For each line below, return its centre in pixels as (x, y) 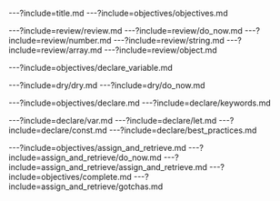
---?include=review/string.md (169, 40)
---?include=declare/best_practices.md (183, 130)
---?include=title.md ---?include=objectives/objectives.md (118, 13)
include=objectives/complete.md (70, 177)
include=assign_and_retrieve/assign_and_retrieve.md (108, 167)
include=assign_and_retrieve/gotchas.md (86, 186)
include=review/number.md (60, 40)
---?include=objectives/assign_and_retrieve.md (98, 148)
